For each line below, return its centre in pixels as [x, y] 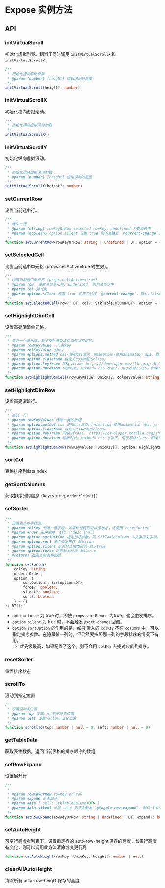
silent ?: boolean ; [41, 592]
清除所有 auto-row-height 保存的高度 [42, 881]
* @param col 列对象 [27, 289]
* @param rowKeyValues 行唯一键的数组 [44, 420]
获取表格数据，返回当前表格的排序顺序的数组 [50, 751]
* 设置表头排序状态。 [26, 523]
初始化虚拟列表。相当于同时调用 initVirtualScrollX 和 [61, 54]
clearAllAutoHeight [28, 869]
